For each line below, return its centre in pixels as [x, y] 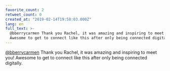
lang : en [14, 24]
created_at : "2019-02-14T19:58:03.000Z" [49, 19]
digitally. [14, 63]
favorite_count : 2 [25, 10]
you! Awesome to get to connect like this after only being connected [76, 57]
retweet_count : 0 [24, 15]
